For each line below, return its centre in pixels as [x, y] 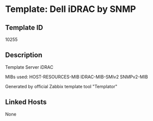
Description [24, 55]
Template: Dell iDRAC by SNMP [71, 9]
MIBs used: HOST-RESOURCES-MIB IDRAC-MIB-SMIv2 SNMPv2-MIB [76, 77]
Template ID [24, 28]
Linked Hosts [26, 102]
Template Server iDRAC [29, 67]
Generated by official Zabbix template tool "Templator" [61, 86]
